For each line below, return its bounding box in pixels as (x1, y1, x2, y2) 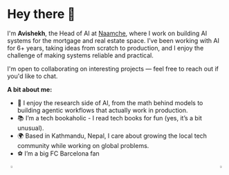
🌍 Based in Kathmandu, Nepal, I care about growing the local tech (17, 131, 208, 140)
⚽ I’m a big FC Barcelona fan (17, 149, 100, 158)
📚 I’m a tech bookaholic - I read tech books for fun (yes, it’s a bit (17, 113, 203, 122)
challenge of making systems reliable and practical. (7, 51, 154, 59)
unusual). (17, 124, 44, 132)
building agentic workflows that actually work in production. (17, 106, 188, 114)
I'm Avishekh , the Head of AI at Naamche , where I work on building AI (7, 29, 208, 37)
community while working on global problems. (17, 141, 149, 149)
